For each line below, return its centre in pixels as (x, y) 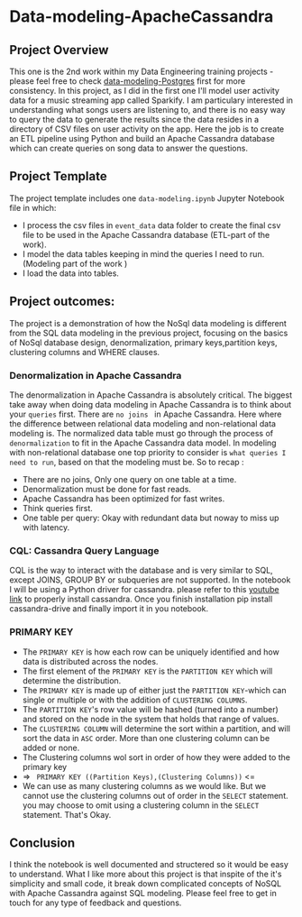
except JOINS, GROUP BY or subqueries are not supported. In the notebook (150, 580)
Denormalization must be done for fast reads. (107, 489)
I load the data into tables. (71, 273)
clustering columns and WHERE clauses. (85, 352)
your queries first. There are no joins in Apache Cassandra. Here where (146, 414)
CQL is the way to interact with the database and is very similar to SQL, (141, 571)
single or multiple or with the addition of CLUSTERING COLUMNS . (135, 700)
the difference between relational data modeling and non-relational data (143, 423)
